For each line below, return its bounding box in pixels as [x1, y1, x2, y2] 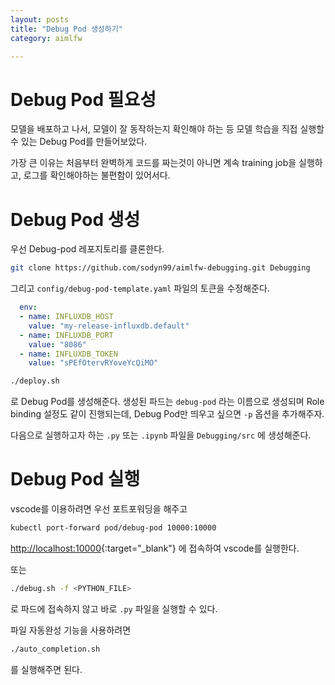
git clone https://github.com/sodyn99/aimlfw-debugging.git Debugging [10, 263, 311, 273]
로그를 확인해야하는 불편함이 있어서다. [23, 169, 171, 181]
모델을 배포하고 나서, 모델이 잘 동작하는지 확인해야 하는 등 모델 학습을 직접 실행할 [10, 123, 325, 135]
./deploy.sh [10, 376, 60, 386]
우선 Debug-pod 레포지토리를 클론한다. [10, 243, 165, 255]
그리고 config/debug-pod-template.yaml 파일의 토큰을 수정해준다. [10, 282, 270, 295]
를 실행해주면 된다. [10, 663, 83, 675]
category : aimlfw [10, 33, 83, 43]
